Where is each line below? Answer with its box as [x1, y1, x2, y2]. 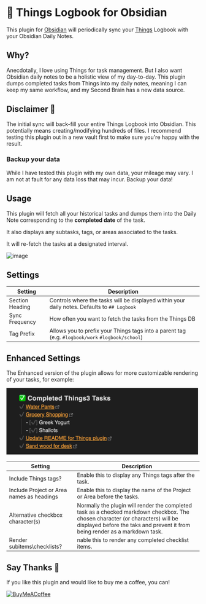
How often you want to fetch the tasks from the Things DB [49, 315, 196, 322]
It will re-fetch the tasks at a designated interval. [6, 240, 129, 248]
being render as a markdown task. [77, 528, 163, 535]
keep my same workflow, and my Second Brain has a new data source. [6, 86, 185, 93]
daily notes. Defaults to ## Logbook [49, 304, 137, 311]
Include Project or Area [9, 487, 67, 494]
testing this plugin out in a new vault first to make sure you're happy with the [6, 133, 199, 141]
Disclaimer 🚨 [6, 104, 56, 114]
